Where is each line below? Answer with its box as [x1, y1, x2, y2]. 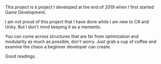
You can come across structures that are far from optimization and [5, 34, 139, 39]
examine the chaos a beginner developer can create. [5, 44, 111, 49]
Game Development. [5, 9, 46, 15]
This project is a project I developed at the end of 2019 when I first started [5, 4, 154, 10]
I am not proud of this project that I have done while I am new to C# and [5, 19, 149, 24]
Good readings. [5, 53, 37, 59]
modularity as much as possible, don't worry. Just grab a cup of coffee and [5, 39, 157, 44]
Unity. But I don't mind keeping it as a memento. [5, 24, 101, 30]
